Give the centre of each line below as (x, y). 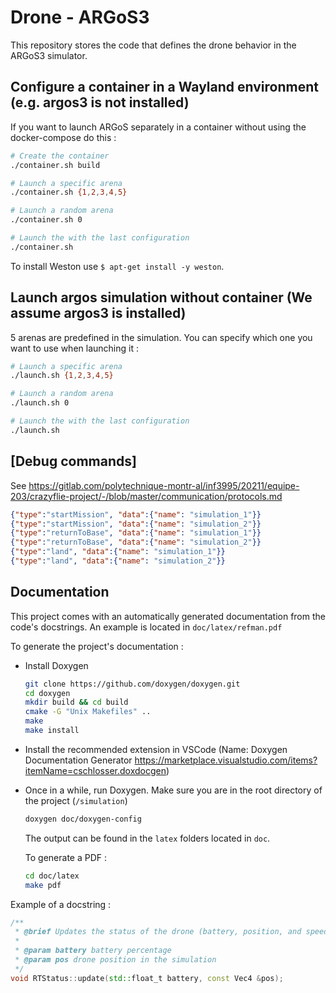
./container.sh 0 (46, 220)
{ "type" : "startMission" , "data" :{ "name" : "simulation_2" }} (136, 524)
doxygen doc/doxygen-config (83, 819)
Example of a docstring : (61, 904)
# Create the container (60, 156)
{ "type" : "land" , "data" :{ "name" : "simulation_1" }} (118, 552)
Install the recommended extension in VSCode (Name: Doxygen (156, 749)
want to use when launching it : (74, 348)
